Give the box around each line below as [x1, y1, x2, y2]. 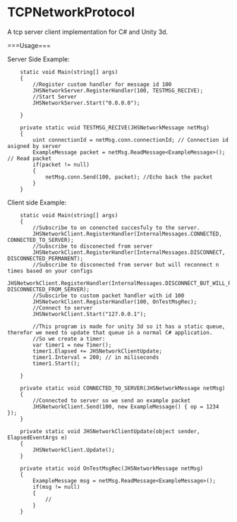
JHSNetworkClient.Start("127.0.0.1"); [32, 310, 147, 317]
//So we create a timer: [32, 335, 106, 342]
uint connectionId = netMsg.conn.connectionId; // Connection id [32, 136, 229, 143]
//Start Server [32, 93, 78, 100]
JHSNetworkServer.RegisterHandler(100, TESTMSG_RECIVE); [32, 87, 203, 94]
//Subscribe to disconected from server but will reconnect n [32, 261, 219, 268]
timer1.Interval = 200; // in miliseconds [32, 353, 159, 360]
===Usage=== [7, 41, 51, 49]
